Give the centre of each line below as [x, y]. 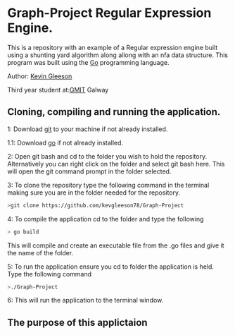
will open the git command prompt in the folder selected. [89, 171]
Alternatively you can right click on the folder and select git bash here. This [116, 164]
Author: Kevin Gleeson [40, 76]
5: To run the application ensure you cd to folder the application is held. [111, 267]
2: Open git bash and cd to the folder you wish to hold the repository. [107, 156]
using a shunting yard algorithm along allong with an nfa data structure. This [118, 55]
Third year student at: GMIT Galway [58, 90]
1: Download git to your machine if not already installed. [88, 129]
